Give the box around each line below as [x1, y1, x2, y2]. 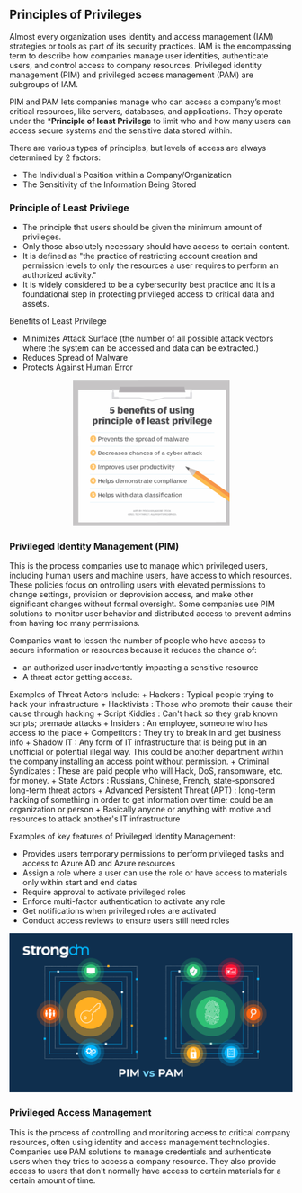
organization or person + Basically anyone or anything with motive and [9, 804, 271, 815]
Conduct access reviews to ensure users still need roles [22, 915, 230, 926]
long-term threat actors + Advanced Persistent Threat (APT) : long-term [9, 785, 276, 795]
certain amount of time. [9, 1174, 96, 1186]
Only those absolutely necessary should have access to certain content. [22, 241, 290, 252]
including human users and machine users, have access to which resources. [9, 570, 293, 581]
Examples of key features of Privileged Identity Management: [9, 831, 235, 842]
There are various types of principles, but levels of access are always [9, 142, 267, 153]
